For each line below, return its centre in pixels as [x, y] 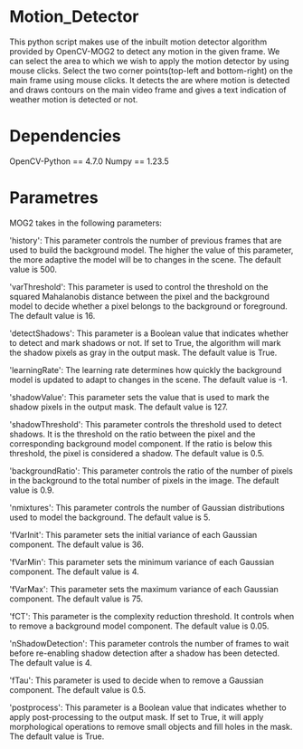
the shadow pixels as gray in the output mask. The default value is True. [143, 352]
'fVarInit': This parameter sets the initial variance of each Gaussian [133, 534]
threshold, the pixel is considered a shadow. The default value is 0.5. [137, 453]
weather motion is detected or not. [74, 99]
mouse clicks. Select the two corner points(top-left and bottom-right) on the [151, 71]
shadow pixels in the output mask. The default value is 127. [119, 407]
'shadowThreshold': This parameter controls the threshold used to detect [146, 424]
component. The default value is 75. [76, 599]
